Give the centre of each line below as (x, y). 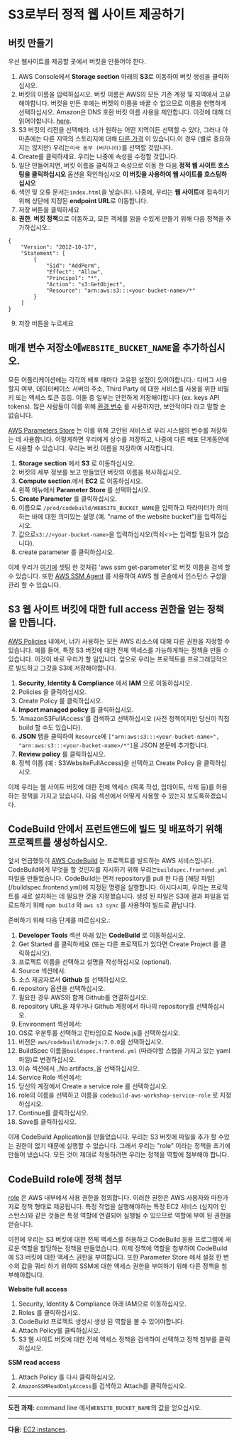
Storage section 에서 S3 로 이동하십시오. (77, 463)
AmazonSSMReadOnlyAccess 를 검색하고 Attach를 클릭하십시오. (102, 1386)
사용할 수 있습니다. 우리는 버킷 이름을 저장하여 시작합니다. (95, 448)
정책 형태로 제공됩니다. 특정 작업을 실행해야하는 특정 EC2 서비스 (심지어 (120, 1207)
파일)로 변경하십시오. (47, 1060)
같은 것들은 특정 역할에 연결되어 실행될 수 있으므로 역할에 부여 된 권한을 (133, 1216)
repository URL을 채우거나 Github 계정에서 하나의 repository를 (106, 1007)
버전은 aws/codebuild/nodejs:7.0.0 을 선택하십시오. (91, 1042)
